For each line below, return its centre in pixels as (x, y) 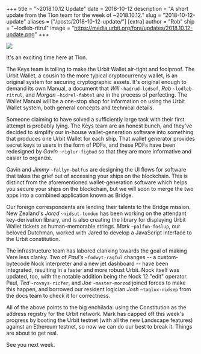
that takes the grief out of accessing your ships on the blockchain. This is (97, 176)
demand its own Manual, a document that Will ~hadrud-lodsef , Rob (89, 88)
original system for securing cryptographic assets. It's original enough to (96, 82)
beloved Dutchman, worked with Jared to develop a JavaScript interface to (99, 233)
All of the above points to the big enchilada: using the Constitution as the (96, 307)
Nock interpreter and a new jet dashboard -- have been (100, 263)
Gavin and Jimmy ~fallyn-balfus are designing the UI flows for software (96, 169)
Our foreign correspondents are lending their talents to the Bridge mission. (99, 207)
